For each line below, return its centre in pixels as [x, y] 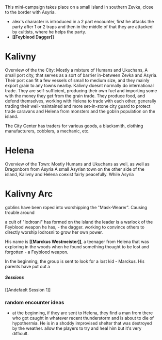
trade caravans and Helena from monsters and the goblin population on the [80, 111]
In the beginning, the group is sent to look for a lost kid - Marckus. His [75, 261]
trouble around [20, 212]
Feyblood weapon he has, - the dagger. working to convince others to [75, 227]
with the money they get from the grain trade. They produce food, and [75, 96]
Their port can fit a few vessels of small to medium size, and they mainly [77, 80]
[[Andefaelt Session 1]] [28, 290]
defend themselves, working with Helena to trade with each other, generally [81, 101]
